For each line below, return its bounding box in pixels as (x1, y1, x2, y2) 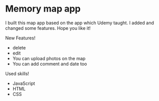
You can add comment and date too (12, 61, 87, 67)
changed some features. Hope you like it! (5, 25, 91, 31)
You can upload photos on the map (12, 55, 86, 61)
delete (12, 44, 26, 50)
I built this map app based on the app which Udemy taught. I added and (5, 20, 154, 26)
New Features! (5, 35, 36, 41)
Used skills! (5, 70, 29, 76)
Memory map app (5, 3, 81, 15)
